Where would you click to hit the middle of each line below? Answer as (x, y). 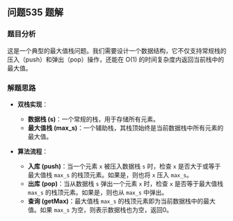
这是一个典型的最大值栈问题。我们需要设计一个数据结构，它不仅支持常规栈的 (117, 50)
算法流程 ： (33, 151)
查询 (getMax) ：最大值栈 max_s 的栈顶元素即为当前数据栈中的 (115, 201)
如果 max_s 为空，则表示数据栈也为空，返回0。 (106, 209)
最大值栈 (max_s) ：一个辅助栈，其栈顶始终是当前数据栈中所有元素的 (126, 128)
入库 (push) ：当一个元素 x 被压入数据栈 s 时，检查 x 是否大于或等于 (124, 166)
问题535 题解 (35, 13)
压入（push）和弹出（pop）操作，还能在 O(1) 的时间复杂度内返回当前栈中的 (116, 59)
